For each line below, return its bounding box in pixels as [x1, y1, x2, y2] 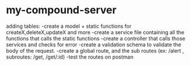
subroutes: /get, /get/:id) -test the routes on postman [6, 53, 134, 60]
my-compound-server [6, 3, 117, 17]
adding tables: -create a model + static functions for [6, 23, 132, 30]
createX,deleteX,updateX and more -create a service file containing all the [6, 28, 185, 35]
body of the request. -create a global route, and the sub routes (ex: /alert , [6, 47, 184, 54]
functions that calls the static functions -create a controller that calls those [6, 35, 186, 42]
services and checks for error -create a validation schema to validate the [6, 41, 182, 48]
